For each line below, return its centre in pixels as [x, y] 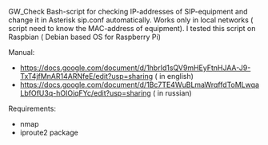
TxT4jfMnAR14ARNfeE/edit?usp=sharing [86, 76]
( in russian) [172, 93]
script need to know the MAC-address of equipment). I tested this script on [132, 28]
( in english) [174, 76]
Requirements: [32, 108]
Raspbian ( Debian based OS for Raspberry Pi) [85, 37]
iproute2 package [49, 132]
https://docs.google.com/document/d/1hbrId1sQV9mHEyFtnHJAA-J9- [135, 68]
